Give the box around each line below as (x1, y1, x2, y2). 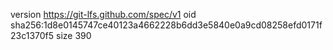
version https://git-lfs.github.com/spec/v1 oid (10, 9, 197, 20)
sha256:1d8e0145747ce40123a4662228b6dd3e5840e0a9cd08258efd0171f (10, 19, 323, 31)
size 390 (56, 30, 92, 41)
